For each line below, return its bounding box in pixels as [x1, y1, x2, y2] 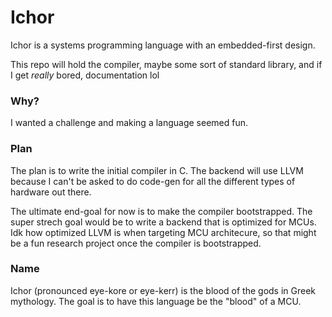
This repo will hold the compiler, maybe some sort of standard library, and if [10, 58, 323, 70]
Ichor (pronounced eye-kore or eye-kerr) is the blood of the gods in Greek [10, 284, 317, 296]
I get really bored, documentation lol [10, 69, 160, 81]
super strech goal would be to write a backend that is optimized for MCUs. [10, 216, 317, 228]
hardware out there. [10, 186, 92, 198]
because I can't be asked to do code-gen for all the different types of [10, 175, 296, 187]
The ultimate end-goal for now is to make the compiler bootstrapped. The [10, 205, 313, 217]
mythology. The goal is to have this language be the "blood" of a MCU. [10, 295, 302, 307]
